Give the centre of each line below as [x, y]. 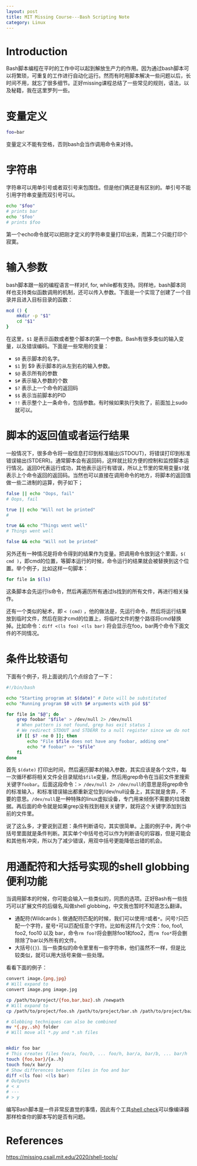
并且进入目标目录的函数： [42, 299]
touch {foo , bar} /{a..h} [35, 1059]
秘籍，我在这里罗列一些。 [42, 90]
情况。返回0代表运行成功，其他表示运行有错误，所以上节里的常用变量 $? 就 [100, 467]
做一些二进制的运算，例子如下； [45, 482]
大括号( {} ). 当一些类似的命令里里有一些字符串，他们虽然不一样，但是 [98, 948]
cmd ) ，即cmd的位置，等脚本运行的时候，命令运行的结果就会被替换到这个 [95, 561]
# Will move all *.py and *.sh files [52, 1033]
